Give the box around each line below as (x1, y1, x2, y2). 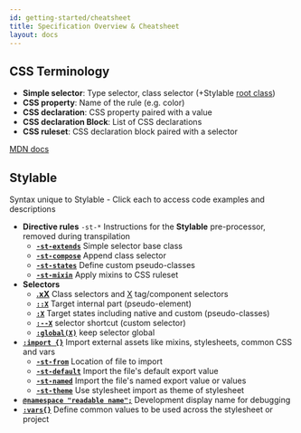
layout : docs (9, 30, 59, 39)
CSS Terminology (9, 63, 110, 79)
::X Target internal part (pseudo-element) (35, 298, 193, 309)
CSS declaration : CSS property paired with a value (22, 107, 212, 118)
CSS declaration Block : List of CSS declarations (22, 117, 202, 128)
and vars (22, 346, 56, 357)
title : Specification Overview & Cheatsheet (9, 22, 180, 31)
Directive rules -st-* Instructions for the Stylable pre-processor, (22, 221, 267, 232)
